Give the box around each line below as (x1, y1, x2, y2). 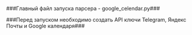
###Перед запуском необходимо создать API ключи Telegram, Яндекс (6, 16, 187, 23)
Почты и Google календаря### (6, 23, 85, 29)
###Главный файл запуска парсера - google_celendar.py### (6, 5, 160, 12)
